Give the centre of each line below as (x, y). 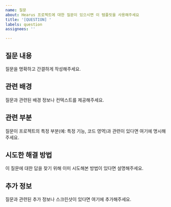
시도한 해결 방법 (29, 155)
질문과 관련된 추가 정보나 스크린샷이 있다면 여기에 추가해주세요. (69, 199)
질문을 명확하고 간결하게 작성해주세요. (43, 69)
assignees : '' (21, 29)
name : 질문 (16, 10)
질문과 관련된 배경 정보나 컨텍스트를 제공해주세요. (55, 100)
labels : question (24, 24)
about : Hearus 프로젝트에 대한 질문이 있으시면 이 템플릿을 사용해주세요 (72, 15)
